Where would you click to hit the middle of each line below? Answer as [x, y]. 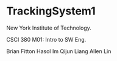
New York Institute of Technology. [49, 28]
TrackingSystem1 [51, 11]
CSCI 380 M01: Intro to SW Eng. [46, 39]
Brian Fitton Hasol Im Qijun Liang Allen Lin [59, 51]
